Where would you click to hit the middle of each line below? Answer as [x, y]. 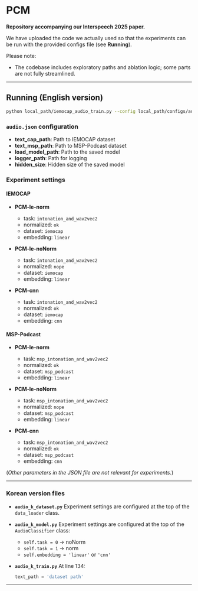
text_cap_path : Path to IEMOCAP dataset [65, 139]
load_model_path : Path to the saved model [67, 152]
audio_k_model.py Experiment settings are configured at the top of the [99, 524]
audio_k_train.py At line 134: [50, 566]
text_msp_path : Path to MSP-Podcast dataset [70, 145]
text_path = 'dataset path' [49, 577]
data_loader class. [37, 512]
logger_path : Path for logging [51, 158]
